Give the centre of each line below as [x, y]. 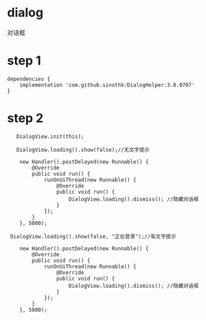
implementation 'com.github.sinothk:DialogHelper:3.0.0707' [107, 85]
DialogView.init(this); [50, 136]
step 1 [24, 61]
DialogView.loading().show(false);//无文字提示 [83, 150]
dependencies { [29, 79]
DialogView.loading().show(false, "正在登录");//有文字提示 [93, 236]
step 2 [25, 118]
